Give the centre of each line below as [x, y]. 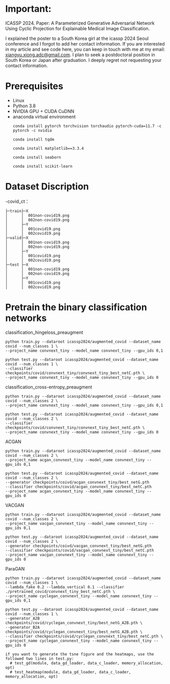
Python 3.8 [24, 106]
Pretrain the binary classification [76, 307]
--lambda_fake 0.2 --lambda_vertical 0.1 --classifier [65, 587]
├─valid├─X [17, 238]
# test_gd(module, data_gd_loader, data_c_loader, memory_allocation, [87, 663]
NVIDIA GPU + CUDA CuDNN [43, 111]
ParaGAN [15, 568]
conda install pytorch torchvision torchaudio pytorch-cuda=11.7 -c [87, 126]
